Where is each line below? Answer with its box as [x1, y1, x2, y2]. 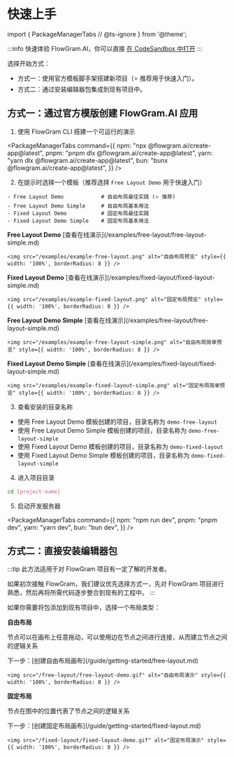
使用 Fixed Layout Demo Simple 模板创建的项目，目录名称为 [17, 451, 190, 459]
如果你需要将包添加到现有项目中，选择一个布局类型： [7, 603, 161, 612]
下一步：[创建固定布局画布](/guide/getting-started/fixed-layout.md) [7, 721, 201, 730]
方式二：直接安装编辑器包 [7, 545, 117, 557]
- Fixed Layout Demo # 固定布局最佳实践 [7, 210, 149, 217]
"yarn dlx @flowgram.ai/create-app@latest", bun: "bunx [7, 156, 168, 164]
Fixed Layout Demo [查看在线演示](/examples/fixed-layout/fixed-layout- [7, 273, 215, 282]
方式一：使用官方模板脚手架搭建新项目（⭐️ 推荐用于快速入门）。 [17, 74, 198, 82]
